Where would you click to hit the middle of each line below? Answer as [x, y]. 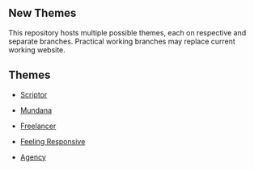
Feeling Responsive [53, 141]
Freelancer [38, 126]
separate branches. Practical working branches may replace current [122, 41]
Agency [33, 157]
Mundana [36, 110]
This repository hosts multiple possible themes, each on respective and [127, 32]
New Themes [42, 13]
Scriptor [34, 94]
